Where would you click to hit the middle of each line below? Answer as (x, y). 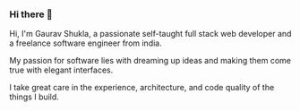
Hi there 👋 (31, 14)
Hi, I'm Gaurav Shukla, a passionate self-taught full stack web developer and (150, 34)
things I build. (34, 97)
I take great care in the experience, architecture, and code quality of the (142, 88)
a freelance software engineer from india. (86, 43)
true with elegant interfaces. (61, 70)
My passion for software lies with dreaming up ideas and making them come (150, 61)
